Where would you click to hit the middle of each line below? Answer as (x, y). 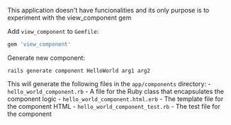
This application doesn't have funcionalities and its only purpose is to (108, 10)
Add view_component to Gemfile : (53, 31)
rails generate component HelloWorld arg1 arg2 (79, 71)
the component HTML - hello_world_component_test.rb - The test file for (114, 106)
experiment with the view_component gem (69, 18)
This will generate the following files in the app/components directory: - (109, 83)
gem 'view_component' (39, 44)
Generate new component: (46, 58)
